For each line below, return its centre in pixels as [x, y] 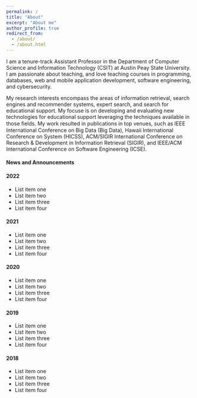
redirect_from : [25, 34]
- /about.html [29, 45]
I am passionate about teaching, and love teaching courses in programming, [99, 74]
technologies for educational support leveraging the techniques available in [98, 117]
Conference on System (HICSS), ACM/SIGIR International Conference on [94, 136]
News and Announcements [41, 163]
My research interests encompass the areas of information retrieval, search [98, 98]
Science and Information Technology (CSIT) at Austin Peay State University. [98, 67]
